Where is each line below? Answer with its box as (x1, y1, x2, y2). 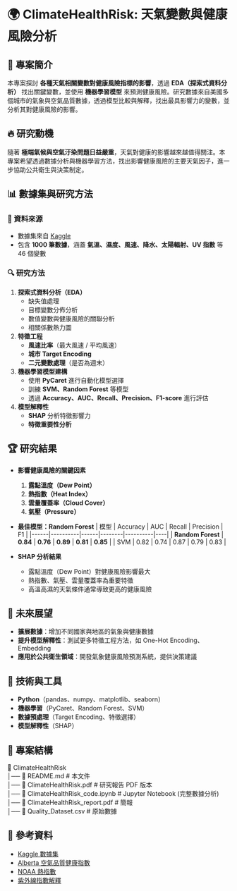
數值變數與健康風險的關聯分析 (28, 314, 115, 323)
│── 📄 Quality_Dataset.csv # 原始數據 (7, 807, 118, 816)
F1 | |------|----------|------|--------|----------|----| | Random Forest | (17, 530, 224, 539)
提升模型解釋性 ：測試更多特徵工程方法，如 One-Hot (17, 636, 169, 645)
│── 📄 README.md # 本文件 (7, 772, 90, 780)
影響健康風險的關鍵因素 (17, 466, 86, 474)
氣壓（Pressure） (28, 507, 80, 515)
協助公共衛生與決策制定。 (13, 165, 88, 173)
